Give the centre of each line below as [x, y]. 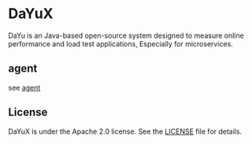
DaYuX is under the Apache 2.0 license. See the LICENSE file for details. [125, 131]
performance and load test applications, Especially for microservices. [121, 43]
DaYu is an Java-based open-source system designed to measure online [126, 35]
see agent [24, 87]
